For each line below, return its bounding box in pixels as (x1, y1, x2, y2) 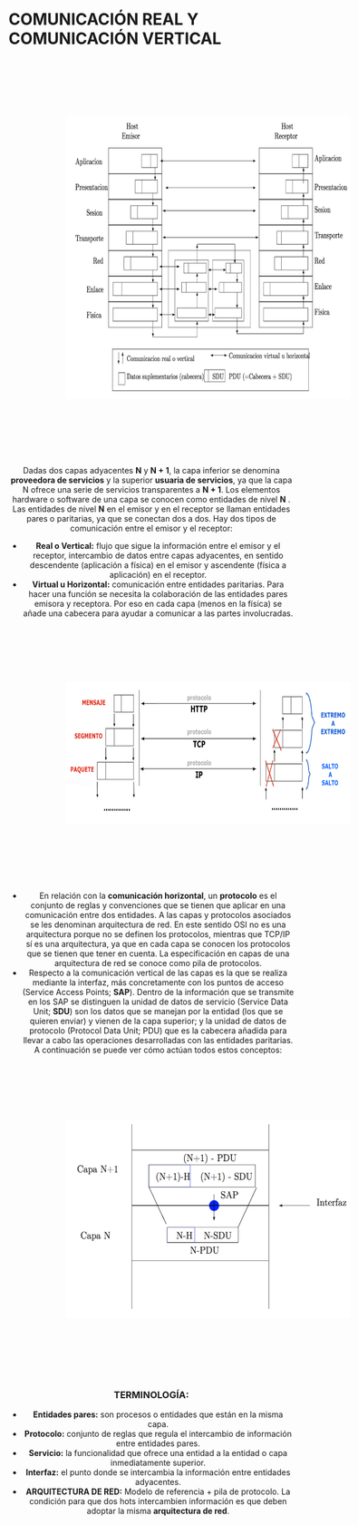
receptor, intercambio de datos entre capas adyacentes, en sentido (32, 550, 284, 561)
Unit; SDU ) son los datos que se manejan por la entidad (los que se (33, 1005, 284, 1016)
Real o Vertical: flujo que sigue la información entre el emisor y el (35, 540, 281, 551)
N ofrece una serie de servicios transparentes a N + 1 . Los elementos (22, 484, 281, 494)
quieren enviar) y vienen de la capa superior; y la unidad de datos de (29, 1015, 287, 1026)
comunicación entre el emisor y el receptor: (70, 523, 233, 533)
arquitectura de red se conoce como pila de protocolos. (53, 957, 262, 968)
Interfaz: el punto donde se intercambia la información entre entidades (25, 1467, 291, 1478)
